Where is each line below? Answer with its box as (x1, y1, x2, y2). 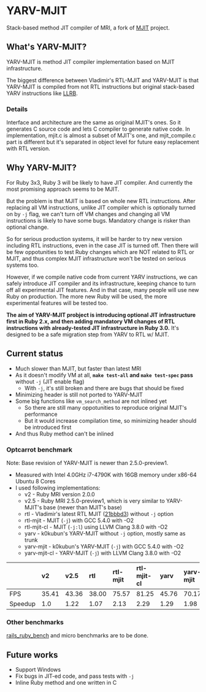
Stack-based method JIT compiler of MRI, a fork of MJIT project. (6, 24, 170, 31)
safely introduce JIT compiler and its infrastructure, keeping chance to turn (6, 280, 196, 287)
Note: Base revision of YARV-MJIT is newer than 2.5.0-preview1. (6, 459, 169, 466)
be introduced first (24, 423, 72, 431)
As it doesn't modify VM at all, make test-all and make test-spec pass (15, 371, 193, 379)
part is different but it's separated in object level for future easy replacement (6, 139, 199, 146)
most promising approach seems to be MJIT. (6, 185, 120, 193)
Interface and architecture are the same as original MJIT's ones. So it (6, 119, 181, 126)
